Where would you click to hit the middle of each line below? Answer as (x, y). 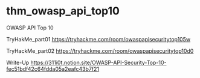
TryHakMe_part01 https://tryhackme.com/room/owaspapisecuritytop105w (98, 39)
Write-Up (18, 62)
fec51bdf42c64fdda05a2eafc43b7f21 (53, 69)
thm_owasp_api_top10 (63, 11)
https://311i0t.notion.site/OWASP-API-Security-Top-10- (98, 62)
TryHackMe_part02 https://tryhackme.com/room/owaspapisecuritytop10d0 (100, 51)
